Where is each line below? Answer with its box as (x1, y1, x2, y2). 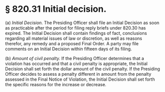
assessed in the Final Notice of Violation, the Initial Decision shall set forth (5, 76, 155, 82)
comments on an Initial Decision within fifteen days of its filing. (5, 46, 132, 52)
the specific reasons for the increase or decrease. (5, 81, 107, 87)
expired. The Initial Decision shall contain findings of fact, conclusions (5, 30, 147, 36)
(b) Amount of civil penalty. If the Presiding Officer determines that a (5, 55, 144, 61)
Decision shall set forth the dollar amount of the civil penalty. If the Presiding (5, 65, 160, 72)
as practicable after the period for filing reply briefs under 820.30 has (5, 25, 146, 31)
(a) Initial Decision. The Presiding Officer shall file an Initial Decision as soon (5, 20, 160, 26)
